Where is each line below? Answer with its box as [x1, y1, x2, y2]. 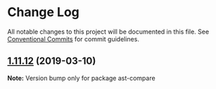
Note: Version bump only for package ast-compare [7, 74, 156, 82]
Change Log [7, 4, 80, 20]
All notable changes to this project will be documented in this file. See [7, 27, 210, 36]
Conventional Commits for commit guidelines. [7, 34, 139, 43]
